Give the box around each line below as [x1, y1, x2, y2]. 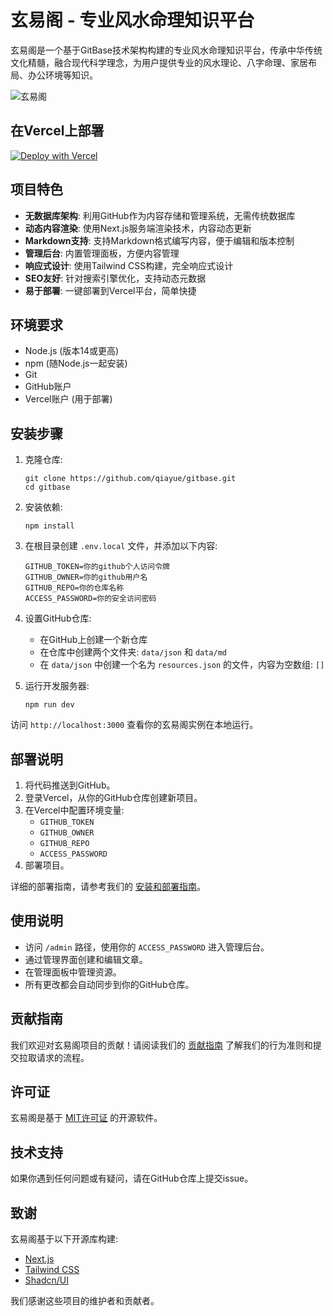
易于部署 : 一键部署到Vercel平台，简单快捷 [24, 284, 197, 296]
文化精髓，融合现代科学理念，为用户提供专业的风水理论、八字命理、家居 [10, 56, 308, 68]
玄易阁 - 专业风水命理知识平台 [10, 9, 255, 32]
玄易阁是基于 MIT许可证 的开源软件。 [10, 1112, 163, 1124]
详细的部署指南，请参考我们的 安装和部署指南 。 [10, 881, 206, 892]
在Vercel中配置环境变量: [24, 804, 125, 816]
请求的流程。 [36, 1051, 90, 1063]
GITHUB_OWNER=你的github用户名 [24, 572, 148, 583]
